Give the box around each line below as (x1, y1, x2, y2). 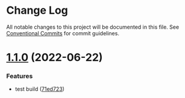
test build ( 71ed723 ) (14, 85, 65, 93)
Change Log (6, 4, 68, 17)
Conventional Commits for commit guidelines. (6, 29, 119, 36)
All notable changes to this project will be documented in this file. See (6, 23, 180, 30)
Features (6, 72, 33, 81)
